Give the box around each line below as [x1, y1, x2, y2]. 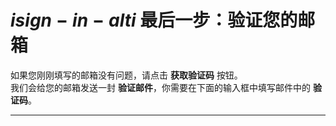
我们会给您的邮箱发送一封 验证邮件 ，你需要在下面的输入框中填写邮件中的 [10, 81, 311, 93]
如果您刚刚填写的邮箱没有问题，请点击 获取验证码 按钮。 [10, 69, 243, 81]
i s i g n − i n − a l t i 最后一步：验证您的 [10, 9, 298, 32]
